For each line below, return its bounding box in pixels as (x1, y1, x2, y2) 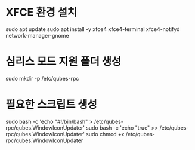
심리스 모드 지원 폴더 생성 (5, 55, 122, 69)
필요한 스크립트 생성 (5, 98, 98, 111)
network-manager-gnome (5, 32, 69, 39)
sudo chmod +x (85, 130, 125, 137)
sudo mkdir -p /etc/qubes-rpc (5, 75, 79, 82)
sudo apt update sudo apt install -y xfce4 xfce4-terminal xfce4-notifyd (5, 25, 180, 33)
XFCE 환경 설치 (5, 5, 78, 19)
